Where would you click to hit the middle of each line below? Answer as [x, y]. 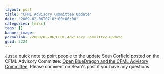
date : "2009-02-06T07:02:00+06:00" [42, 19]
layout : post [19, 10]
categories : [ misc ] [25, 23]
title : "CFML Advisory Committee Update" [49, 14]
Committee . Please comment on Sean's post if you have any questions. [78, 66]
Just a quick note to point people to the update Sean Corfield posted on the [82, 56]
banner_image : [20, 33]
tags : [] [14, 28]
